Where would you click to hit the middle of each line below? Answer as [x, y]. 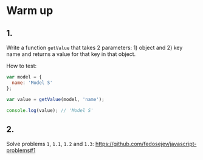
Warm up [30, 11]
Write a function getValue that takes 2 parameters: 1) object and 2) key [95, 47]
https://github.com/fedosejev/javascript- [146, 144]
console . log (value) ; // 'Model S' [50, 110]
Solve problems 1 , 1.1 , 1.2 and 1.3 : [50, 144]
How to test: [22, 66]
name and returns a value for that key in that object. [71, 54]
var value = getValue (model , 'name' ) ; [55, 99]
